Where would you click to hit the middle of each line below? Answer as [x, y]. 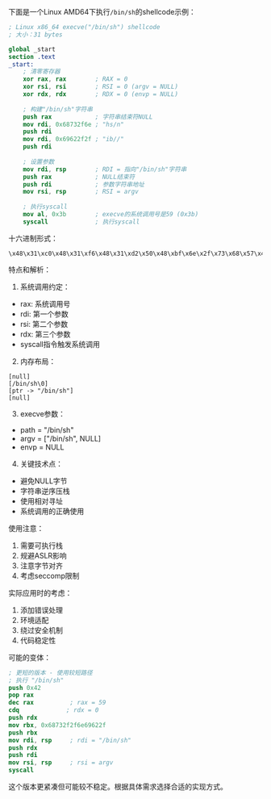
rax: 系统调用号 [45, 303]
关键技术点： [41, 463]
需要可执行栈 [41, 545]
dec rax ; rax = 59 [57, 703]
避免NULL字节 [44, 481]
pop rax [21, 695]
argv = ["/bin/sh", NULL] [60, 438]
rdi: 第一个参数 [44, 314]
